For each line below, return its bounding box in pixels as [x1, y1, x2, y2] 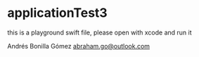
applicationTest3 [7, 5, 108, 21]
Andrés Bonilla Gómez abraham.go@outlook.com [7, 42, 150, 50]
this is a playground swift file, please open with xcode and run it [7, 28, 192, 37]
